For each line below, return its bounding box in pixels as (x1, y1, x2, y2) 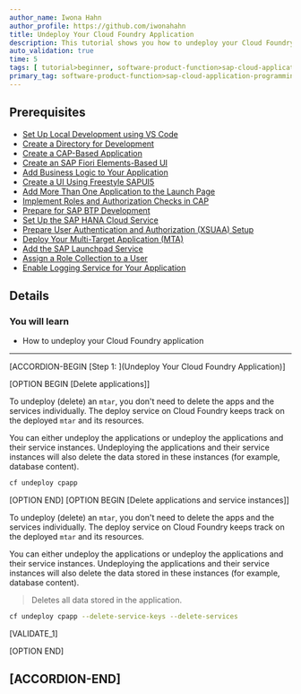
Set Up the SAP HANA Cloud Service (21, 215, 159, 225)
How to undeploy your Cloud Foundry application (21, 336, 204, 347)
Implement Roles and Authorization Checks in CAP (21, 195, 209, 206)
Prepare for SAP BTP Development (21, 205, 150, 215)
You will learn (9, 315, 70, 328)
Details (9, 288, 49, 303)
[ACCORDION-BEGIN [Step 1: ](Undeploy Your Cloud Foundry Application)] (9, 361, 286, 373)
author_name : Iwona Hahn (9, 13, 102, 22)
